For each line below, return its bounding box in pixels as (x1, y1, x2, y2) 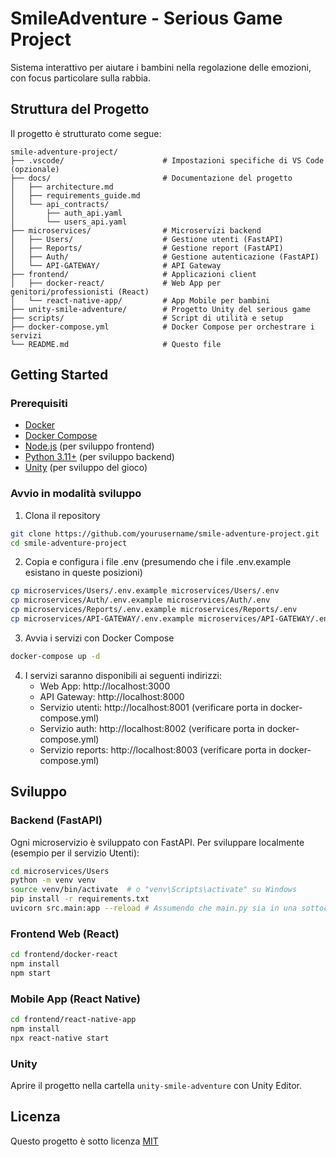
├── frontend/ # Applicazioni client (10, 269, 257, 279)
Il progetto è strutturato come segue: (10, 127, 162, 139)
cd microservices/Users (10, 866, 110, 876)
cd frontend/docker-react (10, 950, 118, 960)
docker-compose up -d (10, 651, 101, 661)
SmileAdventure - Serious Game (10, 7, 283, 30)
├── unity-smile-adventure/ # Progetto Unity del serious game (10, 304, 311, 314)
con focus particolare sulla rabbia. (10, 72, 151, 84)
